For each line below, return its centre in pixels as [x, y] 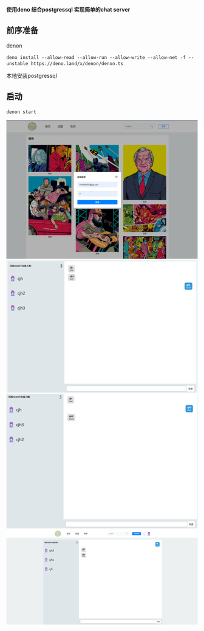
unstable [17, 63]
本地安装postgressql [32, 75]
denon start [21, 112]
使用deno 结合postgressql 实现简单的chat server [68, 9]
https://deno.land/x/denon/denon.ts [77, 63]
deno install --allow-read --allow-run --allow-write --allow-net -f [96, 57]
